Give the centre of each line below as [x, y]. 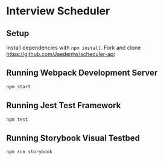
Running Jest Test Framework [64, 105]
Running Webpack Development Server [82, 73]
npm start [19, 87]
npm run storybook [29, 152]
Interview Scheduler [58, 11]
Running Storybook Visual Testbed [73, 138]
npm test [17, 119]
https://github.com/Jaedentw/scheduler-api [61, 54]
